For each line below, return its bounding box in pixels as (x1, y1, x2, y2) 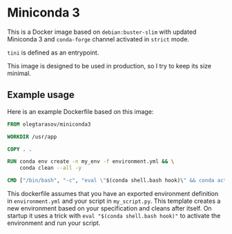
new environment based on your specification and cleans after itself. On (7, 204, 212, 212)
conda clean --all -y (19, 164, 81, 172)
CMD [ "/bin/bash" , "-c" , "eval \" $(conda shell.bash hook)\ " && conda (7, 177, 215, 184)
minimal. (7, 69, 31, 77)
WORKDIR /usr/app (7, 133, 57, 140)
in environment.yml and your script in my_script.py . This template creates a (7, 197, 221, 205)
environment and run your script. (7, 219, 101, 227)
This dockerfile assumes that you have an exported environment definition (7, 190, 219, 197)
